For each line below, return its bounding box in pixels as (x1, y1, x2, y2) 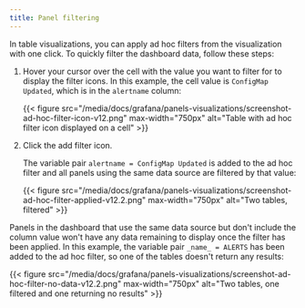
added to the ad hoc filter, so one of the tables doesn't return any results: (9, 251, 284, 262)
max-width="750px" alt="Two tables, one (123, 278, 280, 289)
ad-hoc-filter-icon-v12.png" (22, 112, 127, 123)
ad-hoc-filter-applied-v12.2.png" (22, 194, 147, 205)
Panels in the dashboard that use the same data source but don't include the (9, 221, 297, 232)
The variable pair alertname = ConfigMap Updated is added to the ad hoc (22, 157, 293, 169)
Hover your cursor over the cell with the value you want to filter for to (22, 66, 282, 77)
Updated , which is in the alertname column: (22, 85, 182, 96)
